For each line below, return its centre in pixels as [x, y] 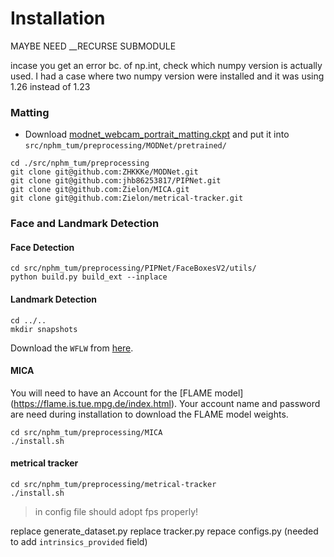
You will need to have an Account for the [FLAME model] [127, 393]
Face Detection [42, 247]
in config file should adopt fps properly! [116, 511]
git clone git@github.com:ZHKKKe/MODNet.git [104, 172]
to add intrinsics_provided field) [79, 541]
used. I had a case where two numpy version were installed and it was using [167, 76]
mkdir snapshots [44, 329]
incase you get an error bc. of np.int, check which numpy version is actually [166, 65]
